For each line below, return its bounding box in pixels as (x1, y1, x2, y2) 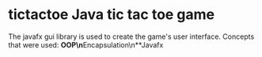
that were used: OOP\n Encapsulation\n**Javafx (8, 40, 164, 49)
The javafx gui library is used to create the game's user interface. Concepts (8, 32, 255, 41)
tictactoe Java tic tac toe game (8, 6, 215, 24)
